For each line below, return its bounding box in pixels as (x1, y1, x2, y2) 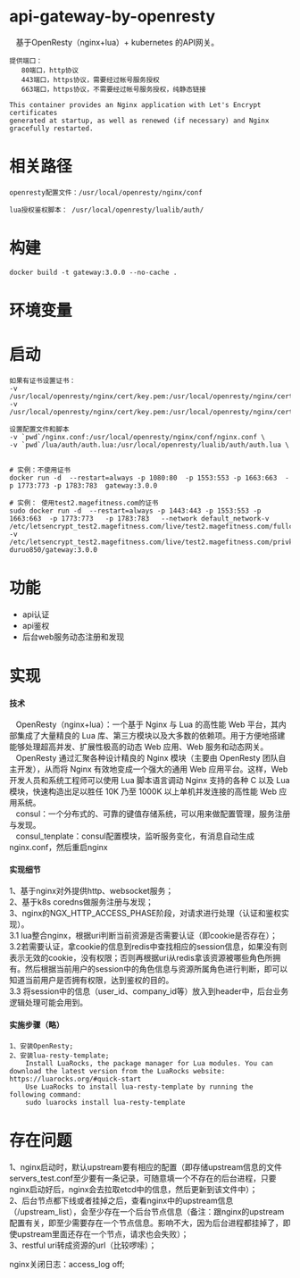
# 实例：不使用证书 (9, 465, 71, 474)
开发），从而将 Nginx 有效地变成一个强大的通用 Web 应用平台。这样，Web (16, 764, 288, 774)
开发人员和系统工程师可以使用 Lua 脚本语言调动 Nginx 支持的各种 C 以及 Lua (9, 775, 290, 786)
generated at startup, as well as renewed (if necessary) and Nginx (9, 116, 270, 125)
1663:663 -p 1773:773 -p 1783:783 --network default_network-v (9, 514, 270, 523)
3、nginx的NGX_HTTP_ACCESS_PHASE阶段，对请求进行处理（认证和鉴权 (9, 908, 282, 919)
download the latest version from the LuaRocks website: (9, 1066, 226, 1075)
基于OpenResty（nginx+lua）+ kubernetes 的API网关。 (15, 37, 220, 47)
